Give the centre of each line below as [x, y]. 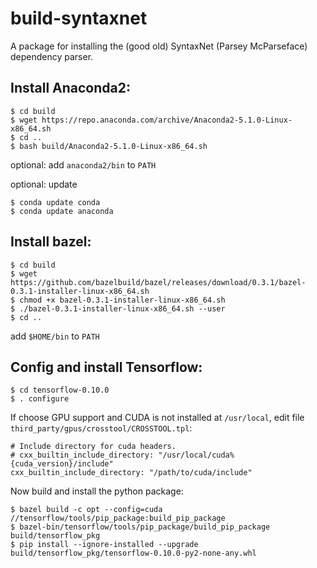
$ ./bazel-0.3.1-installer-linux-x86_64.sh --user [118, 308]
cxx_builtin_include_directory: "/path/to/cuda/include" [131, 473]
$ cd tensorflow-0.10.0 [60, 390]
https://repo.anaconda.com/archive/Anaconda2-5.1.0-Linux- [167, 120]
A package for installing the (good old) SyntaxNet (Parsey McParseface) [159, 46]
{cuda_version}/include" [62, 464]
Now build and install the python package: [97, 491]
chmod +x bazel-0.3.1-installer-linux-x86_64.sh [122, 300]
